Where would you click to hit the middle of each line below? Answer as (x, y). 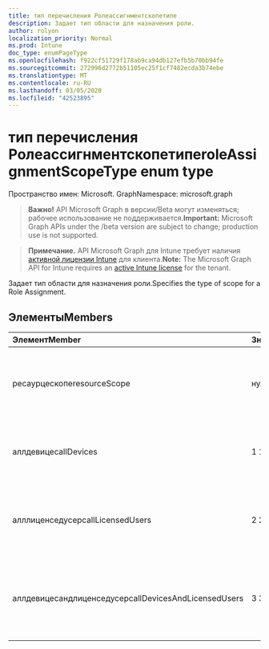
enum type (177, 171)
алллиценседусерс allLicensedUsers (82, 520)
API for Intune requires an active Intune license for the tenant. (129, 268)
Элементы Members (61, 317)
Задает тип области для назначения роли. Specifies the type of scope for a (134, 284)
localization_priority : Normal (60, 38)
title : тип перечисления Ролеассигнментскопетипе (93, 16)
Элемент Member (47, 340)
